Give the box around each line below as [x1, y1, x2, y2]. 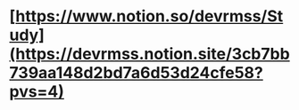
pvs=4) [9, 82, 65, 102]
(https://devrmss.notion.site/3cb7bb [9, 44, 290, 64]
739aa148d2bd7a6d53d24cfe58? [9, 63, 263, 83]
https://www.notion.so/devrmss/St [15, 6, 284, 27]
